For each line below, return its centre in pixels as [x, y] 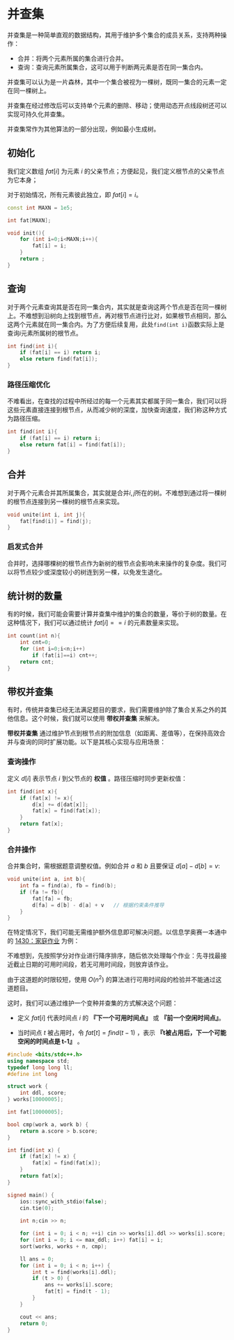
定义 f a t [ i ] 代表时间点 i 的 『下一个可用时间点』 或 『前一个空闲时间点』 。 [121, 1018]
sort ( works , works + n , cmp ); [64, 1246]
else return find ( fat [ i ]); [59, 359]
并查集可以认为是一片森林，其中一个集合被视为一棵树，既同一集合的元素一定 [117, 81]
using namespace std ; [39, 1061]
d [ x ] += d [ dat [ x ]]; [61, 804]
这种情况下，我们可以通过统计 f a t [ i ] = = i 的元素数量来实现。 [95, 623]
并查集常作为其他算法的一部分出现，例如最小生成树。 [84, 129]
